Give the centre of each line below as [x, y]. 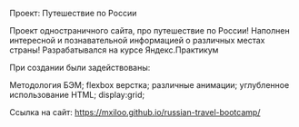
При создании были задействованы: [80, 68]
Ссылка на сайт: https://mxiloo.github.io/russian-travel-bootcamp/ [135, 112]
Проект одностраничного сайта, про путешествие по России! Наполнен [149, 30]
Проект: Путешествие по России [73, 13]
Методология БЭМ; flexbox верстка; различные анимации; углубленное [149, 85]
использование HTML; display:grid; [77, 95]
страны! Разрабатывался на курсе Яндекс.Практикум [114, 50]
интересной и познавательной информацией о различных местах [137, 40]
